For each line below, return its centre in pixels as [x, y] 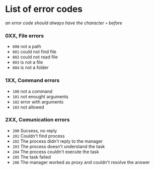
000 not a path [27, 47]
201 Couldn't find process [39, 136]
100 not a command [32, 91]
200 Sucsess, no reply [35, 130]
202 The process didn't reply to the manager [58, 141]
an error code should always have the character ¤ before [64, 23]
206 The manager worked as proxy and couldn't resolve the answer [81, 162]
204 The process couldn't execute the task [56, 152]
